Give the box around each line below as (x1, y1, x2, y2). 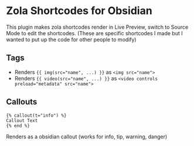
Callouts (6, 97, 38, 107)
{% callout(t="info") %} (6, 113, 67, 118)
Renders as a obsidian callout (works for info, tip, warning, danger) (6, 133, 168, 140)
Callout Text (6, 117, 38, 124)
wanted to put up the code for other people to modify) (6, 36, 137, 43)
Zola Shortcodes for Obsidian (6, 4, 152, 18)
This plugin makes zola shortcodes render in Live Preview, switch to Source (6, 23, 189, 30)
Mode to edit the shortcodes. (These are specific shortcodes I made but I (6, 29, 183, 36)
